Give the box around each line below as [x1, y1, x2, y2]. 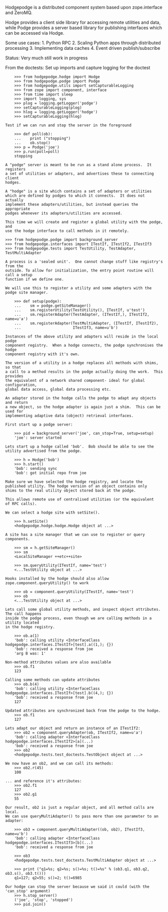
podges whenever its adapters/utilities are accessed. [5, 211, 123, 216]
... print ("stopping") [14, 136, 71, 141]
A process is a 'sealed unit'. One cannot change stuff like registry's [5, 259, 163, 264]
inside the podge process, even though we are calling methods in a [5, 616, 152, 621]
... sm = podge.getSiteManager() [14, 303, 92, 308]
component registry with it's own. [5, 352, 80, 357]
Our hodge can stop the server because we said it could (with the [5, 884, 150, 889]
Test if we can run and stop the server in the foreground [5, 123, 132, 128]
